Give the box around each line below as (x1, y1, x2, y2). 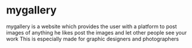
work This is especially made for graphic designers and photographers (6, 35, 179, 42)
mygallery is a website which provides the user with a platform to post (6, 23, 177, 30)
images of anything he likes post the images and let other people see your (6, 29, 187, 36)
